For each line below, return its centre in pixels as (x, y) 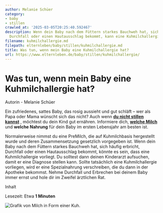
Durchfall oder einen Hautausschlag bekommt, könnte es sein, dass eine (77, 152)
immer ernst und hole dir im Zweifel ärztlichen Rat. (55, 178)
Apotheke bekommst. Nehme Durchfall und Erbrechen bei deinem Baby (76, 172)
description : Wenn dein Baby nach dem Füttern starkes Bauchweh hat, (77, 32)
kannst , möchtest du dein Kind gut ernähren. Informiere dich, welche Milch (81, 122)
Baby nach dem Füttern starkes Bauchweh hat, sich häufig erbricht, (72, 147)
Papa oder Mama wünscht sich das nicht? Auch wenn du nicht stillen (74, 117)
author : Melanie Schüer (29, 9)
